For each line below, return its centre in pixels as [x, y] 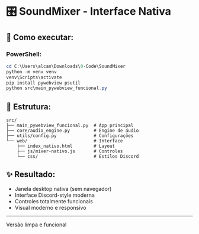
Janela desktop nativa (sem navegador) [63, 188]
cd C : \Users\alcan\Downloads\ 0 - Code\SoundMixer [66, 66]
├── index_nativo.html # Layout [66, 146]
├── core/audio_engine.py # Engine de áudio [73, 131]
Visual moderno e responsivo [50, 207]
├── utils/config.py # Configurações [70, 136]
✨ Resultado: [31, 175]
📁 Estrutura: [29, 107]
